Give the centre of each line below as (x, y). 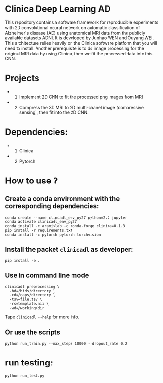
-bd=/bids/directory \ (32, 291)
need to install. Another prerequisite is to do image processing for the (75, 48)
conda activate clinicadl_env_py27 (41, 222)
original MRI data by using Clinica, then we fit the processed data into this (79, 53)
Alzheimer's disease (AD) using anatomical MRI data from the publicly (75, 33)
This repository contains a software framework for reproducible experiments (82, 22)
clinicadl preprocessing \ (32, 287)
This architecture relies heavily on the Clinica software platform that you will (81, 43)
